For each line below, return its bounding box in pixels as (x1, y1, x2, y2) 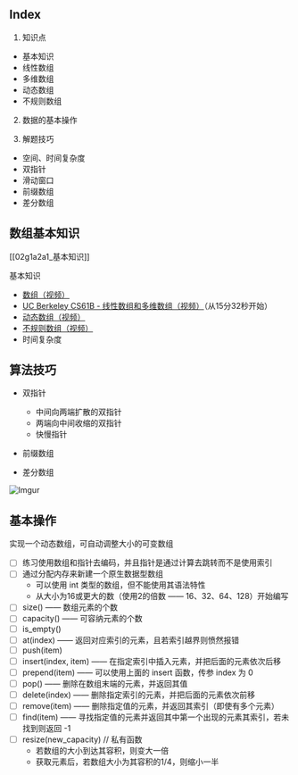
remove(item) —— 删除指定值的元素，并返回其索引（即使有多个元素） (21, 700, 279, 711)
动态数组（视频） (21, 312, 86, 322)
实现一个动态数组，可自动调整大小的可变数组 (9, 538, 174, 549)
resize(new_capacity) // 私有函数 (21, 734, 143, 745)
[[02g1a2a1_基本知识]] (9, 251, 90, 262)
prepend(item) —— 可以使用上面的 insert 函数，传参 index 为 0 (21, 667, 254, 678)
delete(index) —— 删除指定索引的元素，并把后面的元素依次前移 (21, 689, 256, 700)
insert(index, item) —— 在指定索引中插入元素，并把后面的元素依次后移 (21, 655, 282, 666)
